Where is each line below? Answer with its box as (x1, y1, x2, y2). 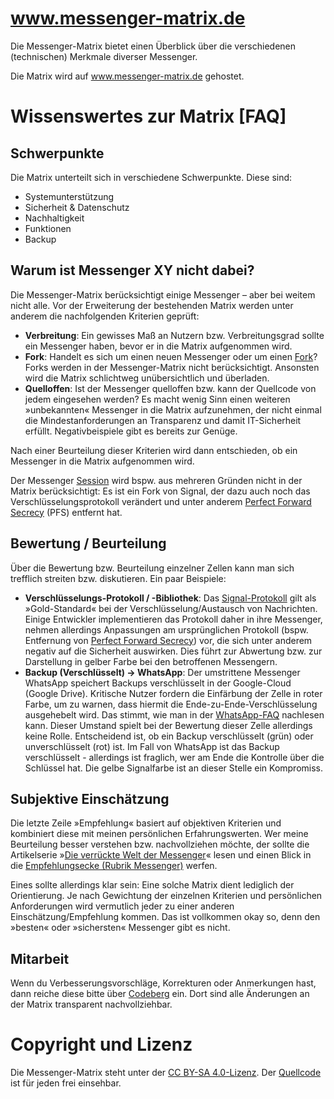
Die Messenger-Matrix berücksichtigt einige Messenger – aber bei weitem (10, 288, 316, 301)
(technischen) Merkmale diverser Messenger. (10, 50, 198, 62)
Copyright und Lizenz (10, 1033, 193, 1056)
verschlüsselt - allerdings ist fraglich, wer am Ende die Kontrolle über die (24, 751, 325, 763)
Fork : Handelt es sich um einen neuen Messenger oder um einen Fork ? (24, 350, 318, 362)
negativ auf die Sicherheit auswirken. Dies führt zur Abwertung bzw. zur (24, 645, 323, 657)
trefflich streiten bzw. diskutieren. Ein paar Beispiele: (10, 572, 227, 584)
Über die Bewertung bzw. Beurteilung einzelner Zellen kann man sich (10, 562, 295, 574)
